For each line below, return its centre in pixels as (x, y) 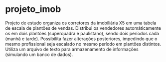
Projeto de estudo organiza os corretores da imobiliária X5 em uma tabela (81, 23)
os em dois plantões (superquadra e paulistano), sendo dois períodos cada (82, 33)
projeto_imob (33, 9)
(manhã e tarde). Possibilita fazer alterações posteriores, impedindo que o (81, 39)
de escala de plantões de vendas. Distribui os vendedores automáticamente (83, 28)
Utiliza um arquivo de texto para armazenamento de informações (72, 49)
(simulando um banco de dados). (39, 54)
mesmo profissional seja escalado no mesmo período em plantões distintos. (83, 44)
